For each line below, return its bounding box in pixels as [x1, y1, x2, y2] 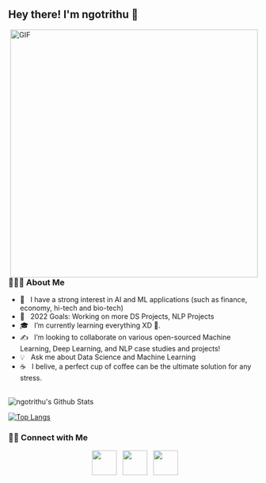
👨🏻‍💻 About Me [8, 277, 65, 288]
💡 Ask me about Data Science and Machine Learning [19, 352, 196, 362]
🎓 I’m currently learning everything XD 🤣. [19, 320, 161, 330]
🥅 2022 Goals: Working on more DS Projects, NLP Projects [19, 312, 215, 321]
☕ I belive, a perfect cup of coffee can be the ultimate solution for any [19, 362, 252, 371]
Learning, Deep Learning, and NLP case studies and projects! [19, 344, 221, 354]
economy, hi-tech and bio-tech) [19, 303, 124, 313]
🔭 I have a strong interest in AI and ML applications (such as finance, [19, 295, 248, 305]
